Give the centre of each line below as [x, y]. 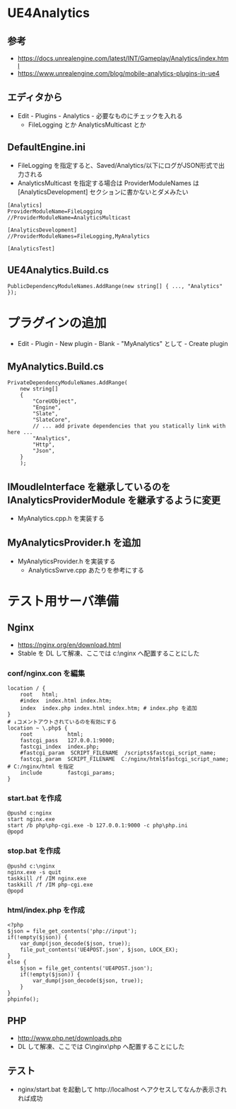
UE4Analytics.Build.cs [58, 270]
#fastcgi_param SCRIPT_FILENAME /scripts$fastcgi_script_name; [118, 753]
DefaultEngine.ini [47, 148]
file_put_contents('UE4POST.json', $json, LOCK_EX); [99, 950]
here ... [20, 432]
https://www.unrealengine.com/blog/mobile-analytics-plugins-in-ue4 [119, 73]
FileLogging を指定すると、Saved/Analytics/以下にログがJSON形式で [118, 165]
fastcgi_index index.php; [60, 747]
